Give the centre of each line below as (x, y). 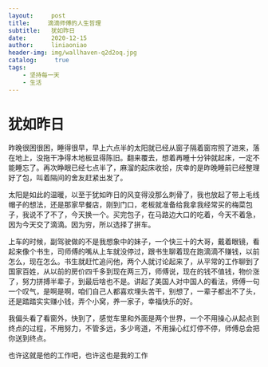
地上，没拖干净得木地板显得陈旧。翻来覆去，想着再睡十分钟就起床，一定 (134, 158)
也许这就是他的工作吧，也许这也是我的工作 (78, 355)
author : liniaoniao (48, 45)
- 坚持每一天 (41, 75)
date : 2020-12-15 (48, 38)
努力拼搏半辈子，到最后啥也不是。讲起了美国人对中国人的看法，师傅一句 (141, 282)
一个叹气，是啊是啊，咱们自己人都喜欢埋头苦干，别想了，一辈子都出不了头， (134, 291)
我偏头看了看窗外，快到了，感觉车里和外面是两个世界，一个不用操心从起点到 (134, 318)
